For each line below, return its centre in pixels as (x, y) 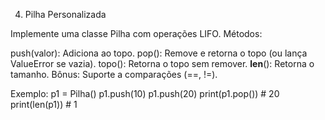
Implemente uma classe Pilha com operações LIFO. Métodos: (136, 33)
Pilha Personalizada (65, 14)
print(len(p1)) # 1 (44, 104)
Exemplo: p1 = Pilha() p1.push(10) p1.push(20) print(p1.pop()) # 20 (145, 93)
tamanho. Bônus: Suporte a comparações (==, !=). (114, 74)
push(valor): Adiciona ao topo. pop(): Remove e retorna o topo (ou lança (159, 53)
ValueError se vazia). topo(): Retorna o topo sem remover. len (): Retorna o (162, 63)
